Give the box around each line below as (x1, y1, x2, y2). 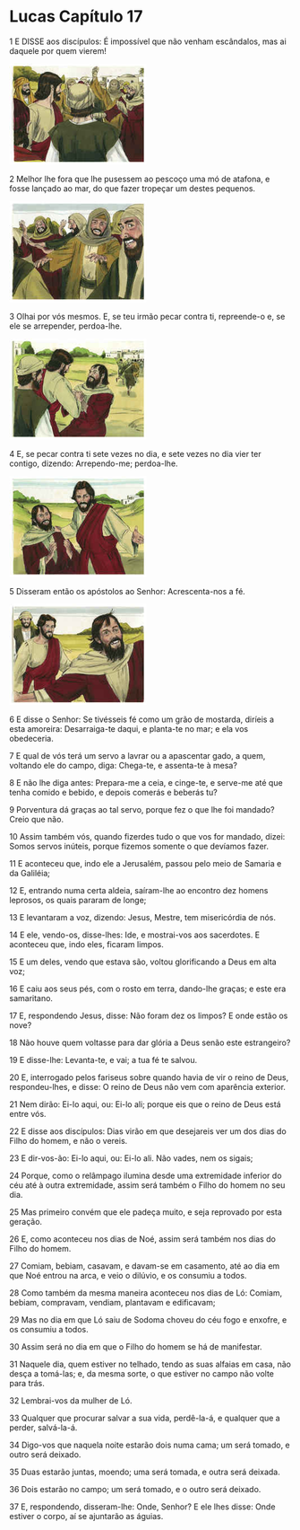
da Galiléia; (9, 867, 51, 878)
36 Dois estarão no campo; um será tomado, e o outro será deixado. (9, 1483, 261, 1494)
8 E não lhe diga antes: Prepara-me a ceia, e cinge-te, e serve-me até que (9, 777, 284, 787)
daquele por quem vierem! (9, 45, 107, 56)
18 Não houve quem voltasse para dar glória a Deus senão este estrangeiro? (9, 1037, 291, 1048)
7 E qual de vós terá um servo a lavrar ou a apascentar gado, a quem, (9, 750, 266, 761)
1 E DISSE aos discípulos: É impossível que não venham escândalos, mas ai (9, 36, 287, 47)
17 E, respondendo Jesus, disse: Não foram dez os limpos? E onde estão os (9, 1010, 288, 1021)
